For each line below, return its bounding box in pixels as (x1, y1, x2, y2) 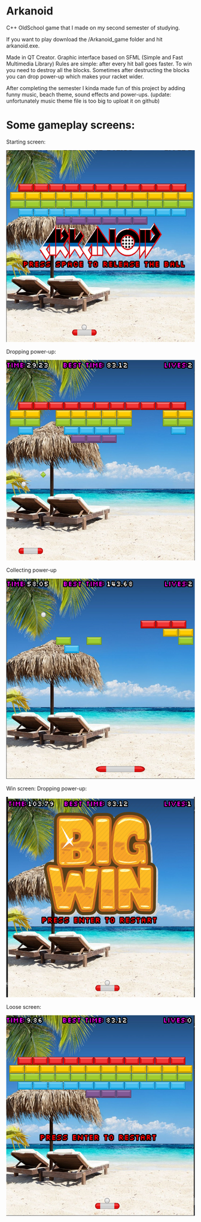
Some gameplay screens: (6, 118, 135, 132)
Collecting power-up (6, 566, 57, 573)
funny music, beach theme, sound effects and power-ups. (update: (6, 91, 172, 98)
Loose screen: (6, 1003, 42, 1010)
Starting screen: (6, 138, 46, 145)
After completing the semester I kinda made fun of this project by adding (6, 84, 185, 91)
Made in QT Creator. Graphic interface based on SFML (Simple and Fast (6, 53, 184, 61)
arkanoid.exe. (6, 42, 40, 49)
